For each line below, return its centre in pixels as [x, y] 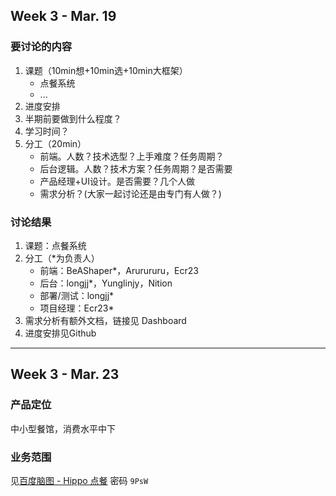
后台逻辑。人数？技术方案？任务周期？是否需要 [136, 168]
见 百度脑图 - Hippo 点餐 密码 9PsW [79, 480]
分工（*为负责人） [62, 258]
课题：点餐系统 [55, 245]
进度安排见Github [60, 333]
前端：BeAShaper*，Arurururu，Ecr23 [119, 270]
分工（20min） [55, 143]
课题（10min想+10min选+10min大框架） [106, 70]
